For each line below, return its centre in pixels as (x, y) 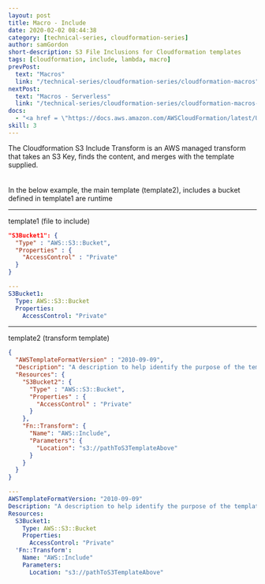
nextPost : (24, 89)
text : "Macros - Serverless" (63, 96)
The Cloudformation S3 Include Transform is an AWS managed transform (127, 148)
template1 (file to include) (49, 221)
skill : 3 (22, 125)
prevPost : (24, 67)
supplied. (23, 165)
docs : (17, 111)
